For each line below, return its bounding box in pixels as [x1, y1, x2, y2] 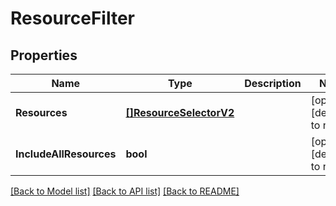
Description [244, 77, 302, 90]
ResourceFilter [10, 7, 135, 30]
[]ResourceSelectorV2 [125, 106, 235, 119]
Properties [10, 47, 78, 64]
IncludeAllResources [15, 147, 117, 161]
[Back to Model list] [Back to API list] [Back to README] [10, 185, 240, 197]
